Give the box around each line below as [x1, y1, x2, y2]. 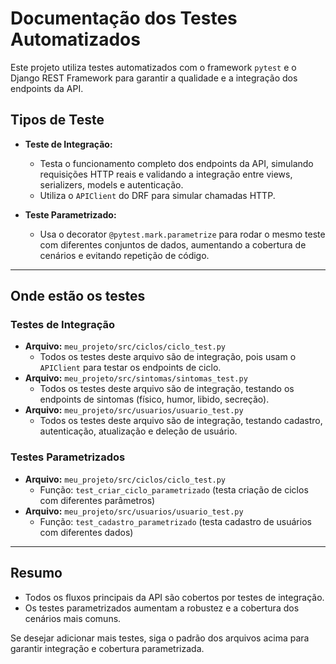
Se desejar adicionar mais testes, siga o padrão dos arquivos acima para [10, 632, 310, 644]
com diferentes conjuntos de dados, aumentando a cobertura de [39, 238, 307, 251]
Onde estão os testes [10, 288, 146, 305]
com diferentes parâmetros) [39, 494, 156, 506]
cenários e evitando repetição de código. [39, 249, 210, 261]
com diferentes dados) [39, 526, 134, 538]
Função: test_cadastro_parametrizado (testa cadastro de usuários [39, 515, 312, 527]
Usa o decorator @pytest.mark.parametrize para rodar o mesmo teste [39, 228, 326, 240]
